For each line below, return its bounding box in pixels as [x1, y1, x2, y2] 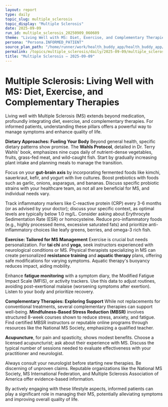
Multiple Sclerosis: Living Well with [5, 75, 154, 86]
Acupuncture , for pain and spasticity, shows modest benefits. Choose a [5, 335, 154, 341]
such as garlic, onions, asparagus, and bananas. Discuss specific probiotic [5, 180, 159, 186]
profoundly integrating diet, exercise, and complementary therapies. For [5, 118, 153, 124]
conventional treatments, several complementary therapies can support [5, 304, 153, 310]
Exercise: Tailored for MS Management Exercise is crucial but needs [5, 237, 148, 243]
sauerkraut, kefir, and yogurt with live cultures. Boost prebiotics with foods [5, 175, 159, 181]
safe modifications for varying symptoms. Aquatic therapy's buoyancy [5, 258, 150, 264]
